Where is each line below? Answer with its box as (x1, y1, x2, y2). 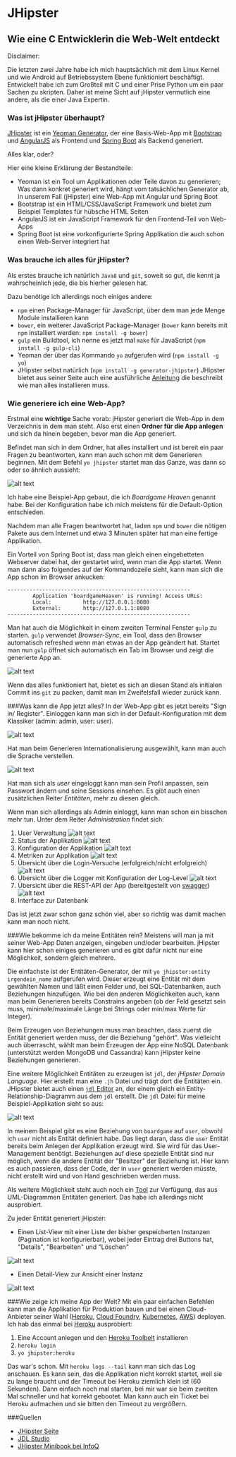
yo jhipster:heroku (17, 1349, 75, 1357)
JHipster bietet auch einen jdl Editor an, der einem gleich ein (7, 1084, 185, 1092)
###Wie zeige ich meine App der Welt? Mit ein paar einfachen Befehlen (7, 1297, 215, 1305)
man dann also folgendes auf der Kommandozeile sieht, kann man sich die (7, 565, 223, 573)
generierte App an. (7, 653, 62, 662)
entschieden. (7, 508, 46, 516)
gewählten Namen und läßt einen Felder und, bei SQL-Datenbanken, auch (7, 982, 221, 990)
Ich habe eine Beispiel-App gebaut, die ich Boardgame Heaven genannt (7, 492, 216, 501)
